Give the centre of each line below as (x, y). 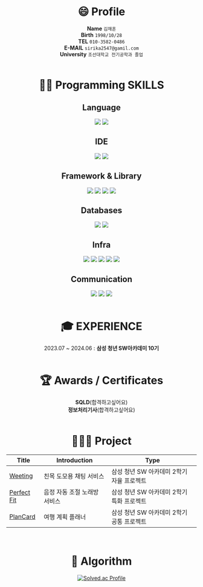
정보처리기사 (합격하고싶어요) (101, 410)
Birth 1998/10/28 (101, 34)
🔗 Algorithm (101, 561)
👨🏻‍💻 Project (101, 441)
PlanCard (22, 516)
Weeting (21, 476)
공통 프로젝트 (129, 521)
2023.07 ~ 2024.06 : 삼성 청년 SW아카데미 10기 (101, 348)
